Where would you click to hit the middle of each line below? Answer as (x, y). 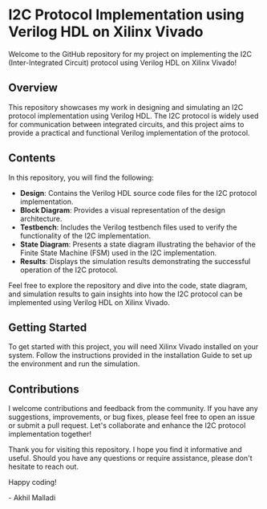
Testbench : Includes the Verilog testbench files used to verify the (129, 227)
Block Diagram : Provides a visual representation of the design (123, 210)
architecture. (41, 218)
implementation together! (50, 434)
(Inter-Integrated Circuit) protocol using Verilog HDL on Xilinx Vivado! (123, 63)
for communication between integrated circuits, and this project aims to (126, 124)
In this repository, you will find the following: (81, 177)
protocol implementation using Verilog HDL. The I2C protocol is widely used (133, 116)
